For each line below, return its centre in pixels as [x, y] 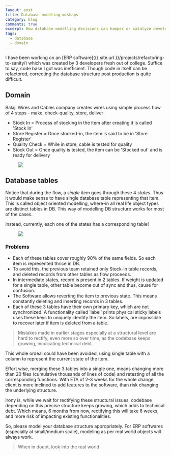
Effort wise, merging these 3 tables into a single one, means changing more [84, 369]
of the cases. [19, 215]
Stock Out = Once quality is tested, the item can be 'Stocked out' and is [88, 149]
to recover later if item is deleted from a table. [61, 323]
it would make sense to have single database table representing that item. [82, 198]
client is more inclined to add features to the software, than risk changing [82, 385]
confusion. [24, 290]
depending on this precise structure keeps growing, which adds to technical [85, 405]
